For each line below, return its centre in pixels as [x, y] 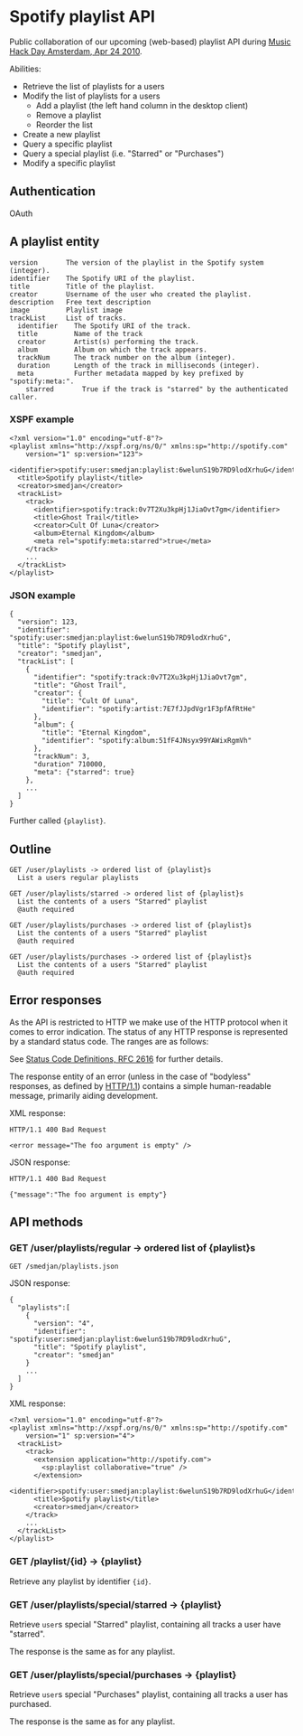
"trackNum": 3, [62, 756]
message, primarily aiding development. [84, 1095]
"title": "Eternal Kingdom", [96, 733]
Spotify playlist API [83, 17]
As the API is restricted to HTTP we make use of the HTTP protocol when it [149, 1022]
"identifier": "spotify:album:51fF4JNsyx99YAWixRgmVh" [147, 741]
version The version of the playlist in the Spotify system [137, 263]
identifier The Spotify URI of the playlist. [102, 278]
